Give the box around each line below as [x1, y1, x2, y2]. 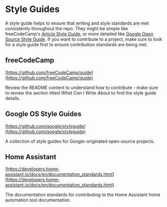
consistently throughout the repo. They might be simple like [5, 25, 128, 31]
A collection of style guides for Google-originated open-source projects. [5, 138, 155, 144]
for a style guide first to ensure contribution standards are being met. [5, 41, 148, 47]
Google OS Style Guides [5, 110, 82, 119]
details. [5, 95, 21, 101]
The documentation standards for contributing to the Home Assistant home [5, 192, 160, 198]
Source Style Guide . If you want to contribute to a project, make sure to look [5, 36, 162, 42]
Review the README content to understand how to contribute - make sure [5, 84, 158, 90]
